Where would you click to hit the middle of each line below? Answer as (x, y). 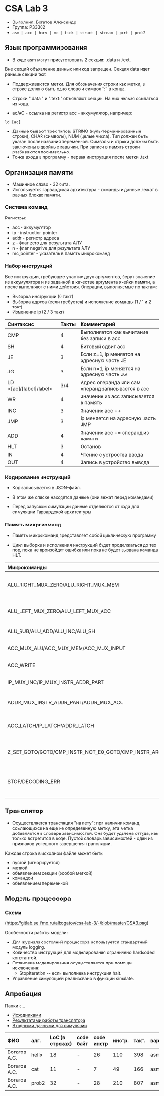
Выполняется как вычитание (114, 332)
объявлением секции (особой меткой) (52, 873)
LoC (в (58, 1038)
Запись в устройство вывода (115, 462)
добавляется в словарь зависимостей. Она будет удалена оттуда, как (85, 833)
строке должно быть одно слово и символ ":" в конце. (69, 89)
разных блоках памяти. (36, 195)
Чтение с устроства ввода (112, 455)
